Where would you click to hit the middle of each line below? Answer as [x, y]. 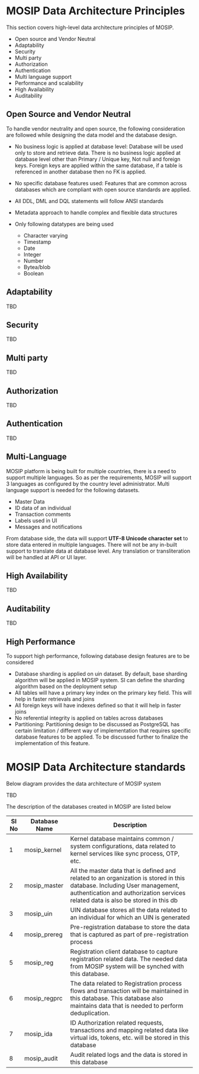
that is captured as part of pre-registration [129, 934]
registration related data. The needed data [129, 959]
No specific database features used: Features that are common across [101, 183]
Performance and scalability [49, 83]
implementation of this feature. [52, 743]
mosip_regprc [44, 998]
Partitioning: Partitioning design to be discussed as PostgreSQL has [97, 724]
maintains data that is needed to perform [127, 1006]
